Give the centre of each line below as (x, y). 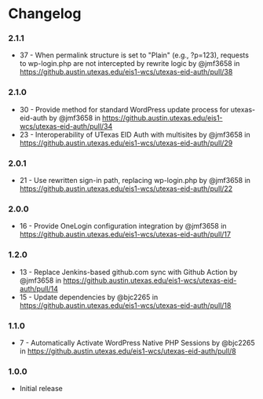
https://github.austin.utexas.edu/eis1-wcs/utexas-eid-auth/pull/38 (126, 72)
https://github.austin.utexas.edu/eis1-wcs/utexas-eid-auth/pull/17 (125, 234)
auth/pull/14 (39, 288)
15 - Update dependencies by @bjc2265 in (89, 297)
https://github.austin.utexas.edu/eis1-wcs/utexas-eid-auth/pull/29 (126, 143)
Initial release (41, 389)
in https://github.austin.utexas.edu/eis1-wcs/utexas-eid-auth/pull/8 (128, 351)
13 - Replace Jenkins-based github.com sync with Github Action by (128, 272)
